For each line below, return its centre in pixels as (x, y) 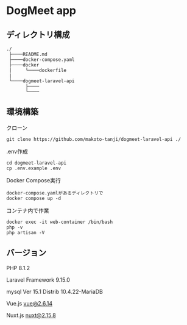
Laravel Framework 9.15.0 (38, 280)
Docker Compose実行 (34, 180)
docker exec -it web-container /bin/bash (60, 222)
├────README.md (28, 54)
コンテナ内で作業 (28, 210)
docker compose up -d (34, 198)
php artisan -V (26, 232)
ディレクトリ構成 (38, 34)
